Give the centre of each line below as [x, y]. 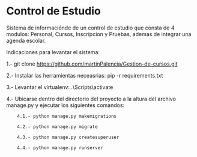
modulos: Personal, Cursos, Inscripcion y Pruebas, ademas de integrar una [99, 34]
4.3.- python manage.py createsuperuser [68, 137]
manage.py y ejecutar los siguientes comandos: [65, 105]
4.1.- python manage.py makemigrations [67, 116]
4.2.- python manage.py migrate [57, 127]
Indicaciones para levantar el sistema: [53, 52]
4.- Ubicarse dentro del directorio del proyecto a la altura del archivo [91, 99]
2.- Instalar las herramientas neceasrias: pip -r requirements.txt [85, 75]
